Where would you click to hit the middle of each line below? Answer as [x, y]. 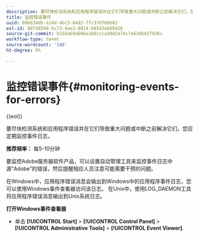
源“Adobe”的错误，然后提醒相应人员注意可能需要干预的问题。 [81, 168]
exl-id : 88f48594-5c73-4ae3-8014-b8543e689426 [65, 28]
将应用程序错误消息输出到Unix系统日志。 [56, 196]
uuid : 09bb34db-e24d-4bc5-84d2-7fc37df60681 [62, 23]
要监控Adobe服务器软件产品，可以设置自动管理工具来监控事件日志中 [89, 161]
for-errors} [33, 99]
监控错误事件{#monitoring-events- [93, 86]
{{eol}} [14, 116]
